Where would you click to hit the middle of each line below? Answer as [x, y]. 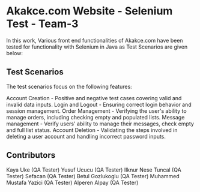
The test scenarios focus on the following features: [69, 86]
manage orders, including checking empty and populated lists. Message [95, 117]
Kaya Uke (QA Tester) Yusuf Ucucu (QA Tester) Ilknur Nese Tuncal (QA [94, 170]
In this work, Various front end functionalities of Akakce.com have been [95, 40]
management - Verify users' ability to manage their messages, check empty [100, 124]
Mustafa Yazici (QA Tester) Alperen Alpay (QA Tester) [72, 182]
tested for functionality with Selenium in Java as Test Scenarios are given [97, 47]
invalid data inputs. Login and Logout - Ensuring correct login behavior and [99, 104]
